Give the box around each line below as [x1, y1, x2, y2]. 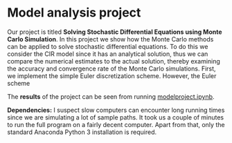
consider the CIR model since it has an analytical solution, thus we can [7, 50, 208, 58]
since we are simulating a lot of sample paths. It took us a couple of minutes [7, 113, 224, 122]
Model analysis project [7, 5, 141, 21]
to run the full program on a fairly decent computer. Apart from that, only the [7, 120, 225, 128]
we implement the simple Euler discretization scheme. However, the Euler [7, 71, 217, 80]
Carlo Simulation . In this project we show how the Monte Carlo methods [7, 35, 214, 43]
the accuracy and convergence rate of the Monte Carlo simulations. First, [7, 64, 216, 73]
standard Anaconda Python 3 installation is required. [7, 128, 157, 136]
